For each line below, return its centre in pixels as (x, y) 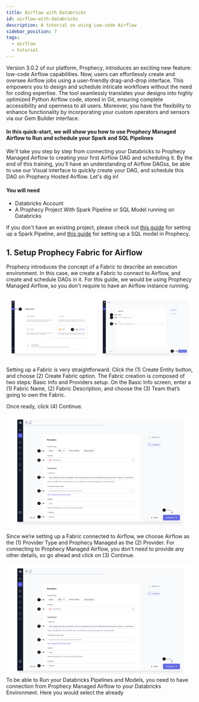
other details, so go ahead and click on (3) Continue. (70, 555)
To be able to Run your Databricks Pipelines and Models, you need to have (97, 679)
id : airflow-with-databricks (42, 19)
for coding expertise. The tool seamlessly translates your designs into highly (99, 93)
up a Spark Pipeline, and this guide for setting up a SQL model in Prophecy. (98, 234)
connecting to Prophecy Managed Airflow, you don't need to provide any (95, 549)
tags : (13, 38)
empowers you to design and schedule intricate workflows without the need (99, 87)
